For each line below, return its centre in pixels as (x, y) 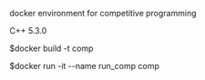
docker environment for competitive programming (103, 13)
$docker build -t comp (51, 48)
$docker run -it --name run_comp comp (84, 66)
